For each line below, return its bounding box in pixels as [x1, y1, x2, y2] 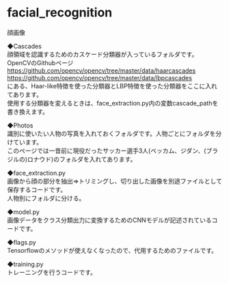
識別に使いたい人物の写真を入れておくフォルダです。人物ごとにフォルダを [7, 129, 216, 138]
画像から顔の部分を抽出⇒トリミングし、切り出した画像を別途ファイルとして [7, 177, 222, 185]
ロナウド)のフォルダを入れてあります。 [27, 155, 137, 163]
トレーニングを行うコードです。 [7, 268, 97, 276]
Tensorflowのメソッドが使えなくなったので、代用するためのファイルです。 [7, 246, 217, 254]
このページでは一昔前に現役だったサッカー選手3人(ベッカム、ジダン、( [7, 146, 206, 155]
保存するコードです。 [7, 185, 67, 193]
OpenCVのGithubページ [7, 58, 74, 66]
